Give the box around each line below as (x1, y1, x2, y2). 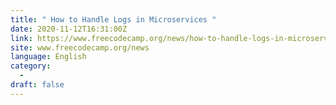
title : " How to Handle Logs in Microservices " (10, 14, 217, 25)
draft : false (10, 80, 65, 90)
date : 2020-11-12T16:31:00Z (10, 24, 128, 34)
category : (10, 61, 52, 71)
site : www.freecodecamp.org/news (10, 42, 150, 53)
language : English (10, 52, 87, 62)
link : (10, 33, 33, 43)
